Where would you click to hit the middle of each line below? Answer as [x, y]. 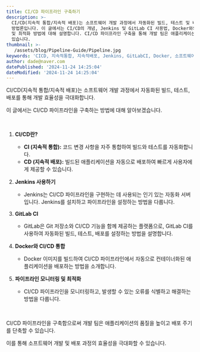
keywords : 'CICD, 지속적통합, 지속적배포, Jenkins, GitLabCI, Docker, [89, 56]
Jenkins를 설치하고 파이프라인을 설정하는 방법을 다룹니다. [108, 202]
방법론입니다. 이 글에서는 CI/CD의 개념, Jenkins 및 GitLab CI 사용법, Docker [100, 28]
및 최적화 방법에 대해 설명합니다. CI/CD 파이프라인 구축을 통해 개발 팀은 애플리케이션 [103, 34]
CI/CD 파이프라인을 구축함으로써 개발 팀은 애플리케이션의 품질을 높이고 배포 [94, 323]
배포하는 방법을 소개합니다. [85, 266]
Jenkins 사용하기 [35, 182]
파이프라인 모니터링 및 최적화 [48, 279]
